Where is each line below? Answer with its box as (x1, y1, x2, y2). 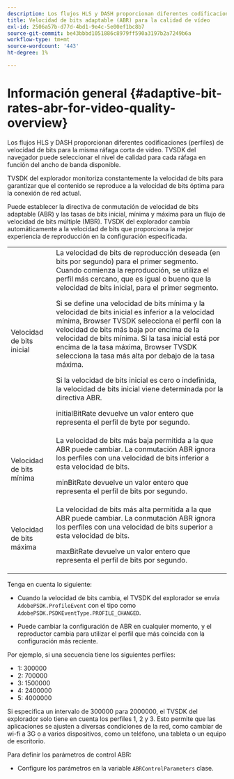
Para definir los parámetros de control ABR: (7, 750, 132, 759)
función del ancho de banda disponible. (7, 160, 121, 168)
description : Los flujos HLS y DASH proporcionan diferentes (7, 10, 189, 17)
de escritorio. (7, 736, 46, 745)
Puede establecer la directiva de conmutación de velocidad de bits (7, 202, 198, 210)
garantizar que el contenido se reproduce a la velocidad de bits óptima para (7, 181, 225, 189)
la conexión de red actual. (7, 189, 81, 197)
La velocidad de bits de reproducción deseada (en (55, 247, 221, 257)
